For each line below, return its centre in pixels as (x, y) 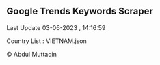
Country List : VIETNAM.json (46, 41)
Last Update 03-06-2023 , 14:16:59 (56, 27)
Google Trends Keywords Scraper (80, 11)
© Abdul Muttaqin (32, 54)
